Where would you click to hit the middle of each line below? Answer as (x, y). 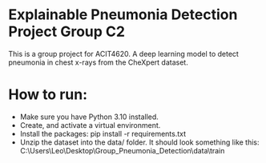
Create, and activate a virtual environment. (90, 125)
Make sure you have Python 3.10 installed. (89, 117)
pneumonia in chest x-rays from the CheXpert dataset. (98, 62)
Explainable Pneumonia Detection (123, 15)
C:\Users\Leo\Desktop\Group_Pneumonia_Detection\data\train (122, 150)
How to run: (48, 95)
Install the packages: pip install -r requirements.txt (103, 133)
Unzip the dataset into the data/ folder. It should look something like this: (139, 142)
